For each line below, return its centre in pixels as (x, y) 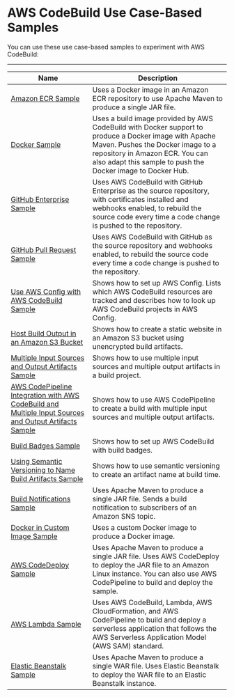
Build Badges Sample (46, 446)
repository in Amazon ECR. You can (150, 153)
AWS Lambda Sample (46, 624)
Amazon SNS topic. (124, 516)
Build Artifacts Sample (47, 478)
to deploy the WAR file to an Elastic (149, 675)
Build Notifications (41, 499)
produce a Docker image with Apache (154, 136)
